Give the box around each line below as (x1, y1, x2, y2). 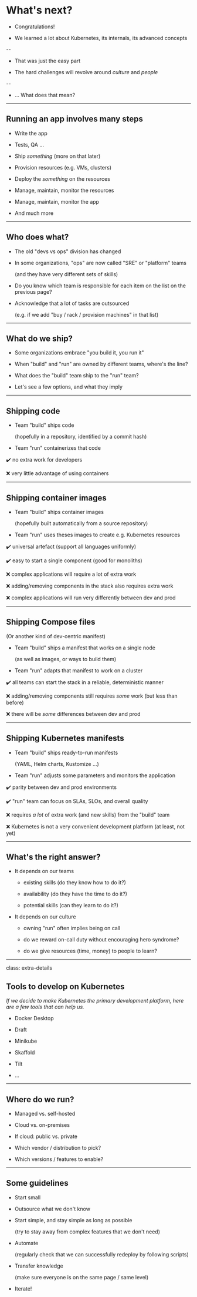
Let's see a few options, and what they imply (14, 383, 123, 390)
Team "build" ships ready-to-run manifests (14, 749, 118, 756)
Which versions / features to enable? (14, 1156, 104, 1163)
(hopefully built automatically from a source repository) (14, 520, 148, 527)
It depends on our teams (14, 868, 74, 875)
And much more (14, 210, 54, 217)
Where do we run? (6, 1094, 74, 1104)
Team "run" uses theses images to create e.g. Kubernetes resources (14, 531, 181, 538)
